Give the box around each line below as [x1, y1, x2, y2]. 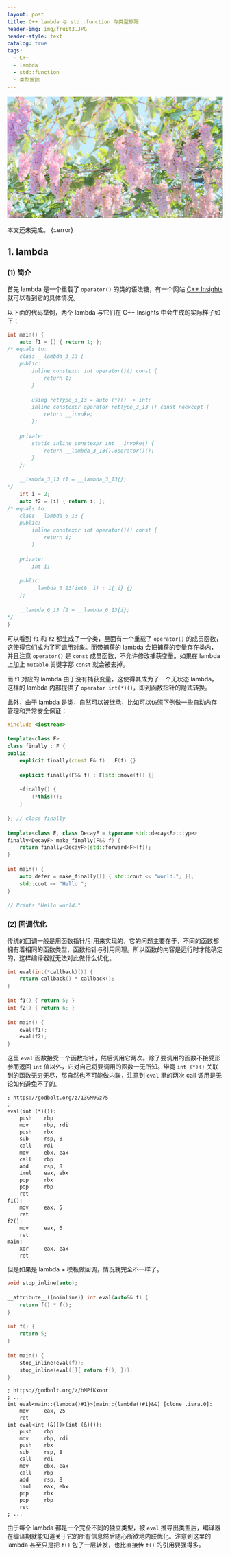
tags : [7, 47, 23, 54]
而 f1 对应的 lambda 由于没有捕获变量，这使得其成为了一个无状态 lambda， [7, 674, 218, 683]
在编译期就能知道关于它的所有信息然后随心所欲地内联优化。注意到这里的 [7, 1532, 211, 1541]
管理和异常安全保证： [7, 706, 67, 714]
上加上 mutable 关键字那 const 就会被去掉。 [7, 660, 129, 668]
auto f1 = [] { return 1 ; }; [19, 339, 103, 345]
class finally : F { [7, 742, 66, 750]
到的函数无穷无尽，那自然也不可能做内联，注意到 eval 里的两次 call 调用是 [7, 1071, 216, 1080]
